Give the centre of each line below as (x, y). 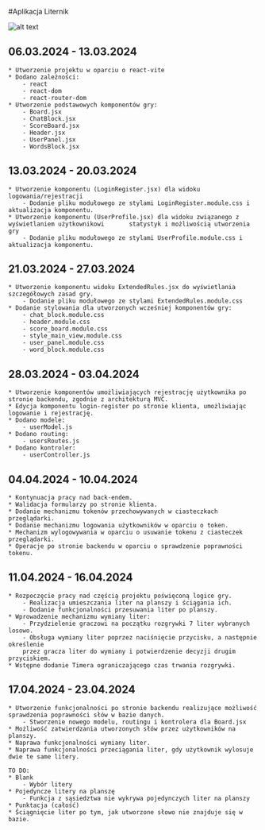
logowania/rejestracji (46, 196)
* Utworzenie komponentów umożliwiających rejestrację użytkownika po (127, 392)
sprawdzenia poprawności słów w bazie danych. (86, 715)
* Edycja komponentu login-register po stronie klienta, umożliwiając (127, 407)
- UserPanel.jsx (50, 139)
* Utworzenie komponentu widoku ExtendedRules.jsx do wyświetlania (122, 288)
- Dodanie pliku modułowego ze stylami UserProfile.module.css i (133, 237)
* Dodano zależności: (44, 77)
